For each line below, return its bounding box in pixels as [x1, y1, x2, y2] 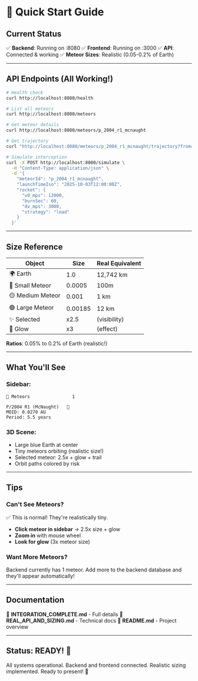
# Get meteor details [6, 122, 60, 128]
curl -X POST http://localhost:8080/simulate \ [6, 159, 126, 166]
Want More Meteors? [6, 552, 68, 561]
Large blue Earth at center [14, 441, 78, 448]
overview [6, 623, 28, 630]
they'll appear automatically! [6, 572, 75, 580]
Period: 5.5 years [6, 414, 51, 420]
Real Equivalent [96, 259, 141, 267]
